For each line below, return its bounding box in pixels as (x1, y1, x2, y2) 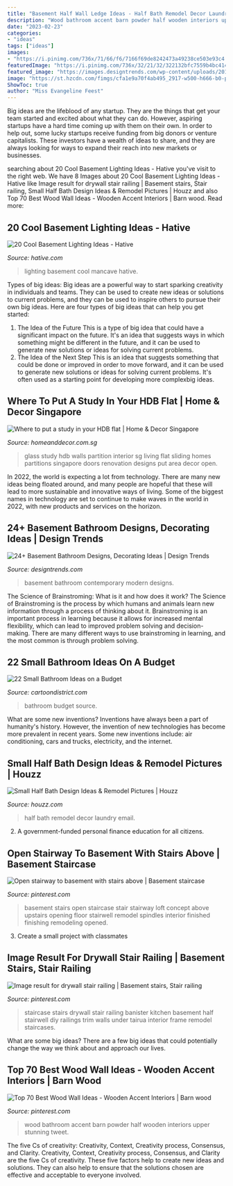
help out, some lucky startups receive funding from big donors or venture (7, 129, 217, 138)
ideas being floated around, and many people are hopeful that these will (7, 480, 213, 488)
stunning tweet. (24, 1128, 69, 1136)
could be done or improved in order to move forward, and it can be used (17, 360, 224, 368)
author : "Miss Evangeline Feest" (7, 88, 104, 95)
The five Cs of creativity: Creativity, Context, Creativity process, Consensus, (7, 1141, 225, 1149)
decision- (176, 622, 204, 630)
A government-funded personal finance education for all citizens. (17, 827, 205, 836)
